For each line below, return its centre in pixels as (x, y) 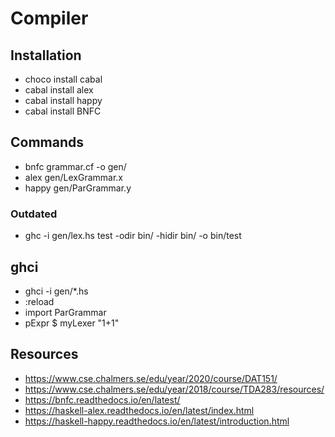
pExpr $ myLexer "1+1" (72, 323)
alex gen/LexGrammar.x (73, 177)
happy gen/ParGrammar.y (78, 188)
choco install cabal (63, 79)
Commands (47, 142)
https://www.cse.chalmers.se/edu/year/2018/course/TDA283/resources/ (174, 389)
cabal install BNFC (63, 111)
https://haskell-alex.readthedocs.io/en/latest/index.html (139, 410)
